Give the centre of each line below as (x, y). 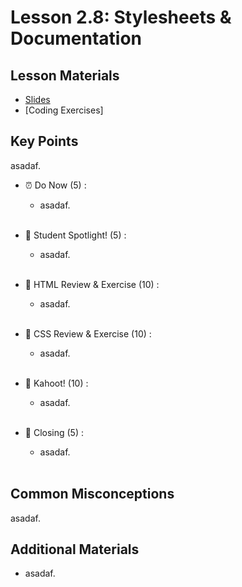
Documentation (76, 38)
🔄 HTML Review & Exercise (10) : (92, 284)
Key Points (44, 141)
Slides (37, 99)
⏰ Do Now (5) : (55, 185)
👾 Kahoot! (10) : (56, 383)
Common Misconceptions (92, 494)
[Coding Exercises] (64, 110)
